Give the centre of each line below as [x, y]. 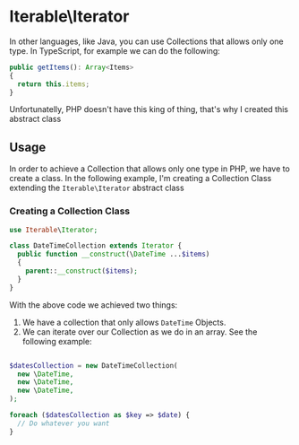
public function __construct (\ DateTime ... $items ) [114, 254]
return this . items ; [54, 84]
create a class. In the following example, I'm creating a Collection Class [141, 179]
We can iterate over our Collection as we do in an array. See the [140, 332]
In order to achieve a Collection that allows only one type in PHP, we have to [150, 169]
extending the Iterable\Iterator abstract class [97, 188]
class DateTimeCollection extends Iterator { [95, 246]
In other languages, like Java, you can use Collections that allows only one [146, 41]
